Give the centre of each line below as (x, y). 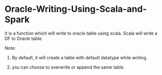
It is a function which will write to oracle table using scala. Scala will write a (81, 33)
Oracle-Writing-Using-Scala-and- (76, 9)
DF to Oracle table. (24, 38)
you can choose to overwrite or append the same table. (68, 67)
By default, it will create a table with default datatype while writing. (80, 57)
